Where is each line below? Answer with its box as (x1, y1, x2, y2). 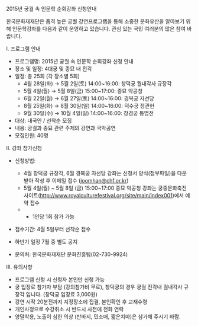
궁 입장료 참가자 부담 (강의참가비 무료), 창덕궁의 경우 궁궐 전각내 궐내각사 (14, 283, 183, 290)
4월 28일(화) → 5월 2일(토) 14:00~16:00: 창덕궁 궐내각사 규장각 (23, 80, 172, 87)
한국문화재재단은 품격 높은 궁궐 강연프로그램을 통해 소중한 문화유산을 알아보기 (6, 18, 185, 25)
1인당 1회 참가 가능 (32, 213, 75, 220)
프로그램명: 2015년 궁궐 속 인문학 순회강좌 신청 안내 (14, 58, 134, 65)
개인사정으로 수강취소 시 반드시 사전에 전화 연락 (14, 306, 124, 312)
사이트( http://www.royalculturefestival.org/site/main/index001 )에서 (23, 192, 184, 199)
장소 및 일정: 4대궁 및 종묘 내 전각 (14, 65, 92, 72)
